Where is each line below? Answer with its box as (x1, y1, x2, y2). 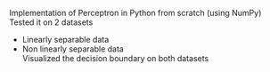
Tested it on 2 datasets (9, 17, 94, 28)
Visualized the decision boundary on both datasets (21, 53, 209, 63)
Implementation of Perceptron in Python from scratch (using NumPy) (9, 8, 262, 18)
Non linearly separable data (21, 44, 125, 54)
